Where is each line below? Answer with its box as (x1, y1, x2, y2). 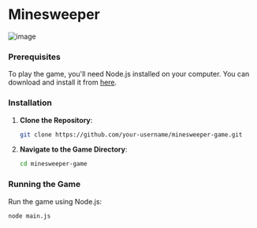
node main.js (8, 211, 51, 220)
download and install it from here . (8, 77, 117, 88)
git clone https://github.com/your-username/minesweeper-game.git (19, 130, 243, 139)
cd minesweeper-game (19, 160, 88, 168)
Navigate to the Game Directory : (19, 144, 128, 155)
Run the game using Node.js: (8, 196, 102, 206)
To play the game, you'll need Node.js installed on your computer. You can (8, 69, 250, 79)
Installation (8, 97, 53, 108)
